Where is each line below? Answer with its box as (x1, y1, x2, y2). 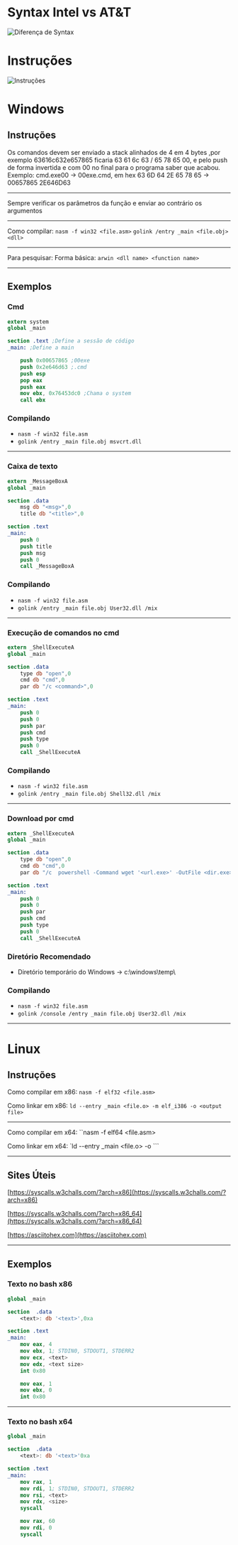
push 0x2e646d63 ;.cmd (20, 363, 87, 370)
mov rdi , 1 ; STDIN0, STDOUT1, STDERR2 (20, 1485, 135, 1492)
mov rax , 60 (20, 1518, 55, 1525)
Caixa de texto (7, 461, 58, 471)
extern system (7, 318, 50, 325)
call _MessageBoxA (20, 563, 74, 570)
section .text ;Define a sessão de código (7, 338, 135, 345)
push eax (20, 383, 46, 391)
